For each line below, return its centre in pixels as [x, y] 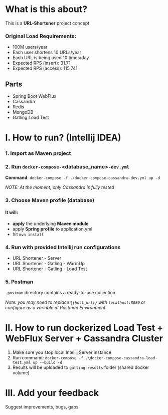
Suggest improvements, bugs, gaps [42, 407]
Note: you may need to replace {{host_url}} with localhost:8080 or [75, 302]
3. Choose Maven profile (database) [50, 200]
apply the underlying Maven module [50, 224]
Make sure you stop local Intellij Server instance [62, 352]
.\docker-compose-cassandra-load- [121, 358]
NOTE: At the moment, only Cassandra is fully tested [60, 187]
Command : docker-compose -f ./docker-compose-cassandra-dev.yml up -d [83, 178]
